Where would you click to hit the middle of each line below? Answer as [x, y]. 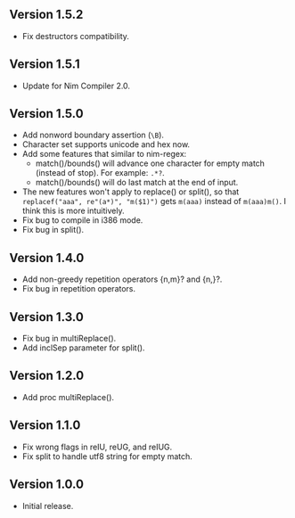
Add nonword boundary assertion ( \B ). [93, 135]
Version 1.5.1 [45, 65]
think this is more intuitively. [73, 211]
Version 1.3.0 [47, 317]
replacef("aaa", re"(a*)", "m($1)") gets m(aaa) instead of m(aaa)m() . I [154, 201]
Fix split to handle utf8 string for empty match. [107, 456]
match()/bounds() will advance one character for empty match [150, 163]
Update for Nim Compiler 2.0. [76, 86]
